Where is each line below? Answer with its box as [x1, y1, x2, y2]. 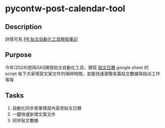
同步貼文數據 [12, 117, 38, 123]
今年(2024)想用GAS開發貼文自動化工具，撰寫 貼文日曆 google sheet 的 [5, 64, 149, 70]
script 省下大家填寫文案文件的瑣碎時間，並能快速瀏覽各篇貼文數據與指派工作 [5, 70, 161, 76]
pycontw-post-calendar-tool [5, 3, 126, 14]
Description [5, 23, 42, 31]
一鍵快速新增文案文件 [12, 111, 56, 117]
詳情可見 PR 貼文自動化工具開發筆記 [5, 36, 78, 42]
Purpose [5, 51, 32, 59]
